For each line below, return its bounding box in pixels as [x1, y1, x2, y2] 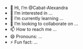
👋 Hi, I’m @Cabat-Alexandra [10, 5, 68, 10]
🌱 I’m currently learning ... [10, 15, 64, 21]
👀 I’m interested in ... [10, 10, 53, 16]
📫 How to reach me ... [10, 26, 57, 32]
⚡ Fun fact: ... [10, 39, 38, 45]
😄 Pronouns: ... [10, 33, 43, 39]
